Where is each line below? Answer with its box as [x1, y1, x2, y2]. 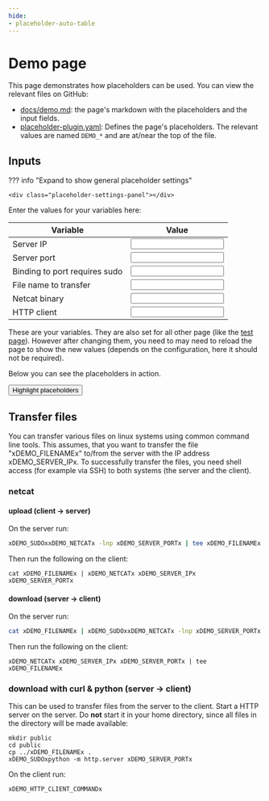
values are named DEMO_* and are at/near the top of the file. [19, 131, 217, 140]
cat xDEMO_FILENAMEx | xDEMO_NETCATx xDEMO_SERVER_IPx [8, 570, 197, 578]
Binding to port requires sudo [12, 266, 123, 277]
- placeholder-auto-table [8, 19, 95, 27]
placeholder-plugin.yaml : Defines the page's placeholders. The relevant [19, 122, 259, 132]
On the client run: [8, 770, 66, 779]
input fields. [19, 114, 60, 124]
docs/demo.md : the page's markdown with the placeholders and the [19, 105, 248, 115]
